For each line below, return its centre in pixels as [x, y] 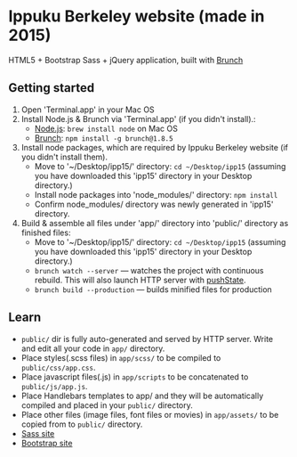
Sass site [38, 433]
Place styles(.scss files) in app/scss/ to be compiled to [121, 357]
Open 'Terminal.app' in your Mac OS [88, 110]
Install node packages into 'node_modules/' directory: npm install [156, 194]
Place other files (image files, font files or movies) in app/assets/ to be [150, 414]
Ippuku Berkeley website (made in [136, 16]
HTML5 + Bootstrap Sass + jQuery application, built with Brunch [126, 60]
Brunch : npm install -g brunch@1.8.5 [104, 138]
